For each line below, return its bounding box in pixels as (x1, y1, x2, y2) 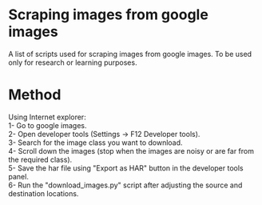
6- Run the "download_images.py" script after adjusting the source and (8, 180, 243, 190)
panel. (8, 171, 30, 181)
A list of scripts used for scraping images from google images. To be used (8, 49, 252, 58)
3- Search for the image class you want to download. (8, 138, 183, 147)
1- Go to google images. (8, 120, 87, 130)
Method (8, 86, 62, 104)
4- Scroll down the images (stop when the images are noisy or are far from (8, 146, 254, 155)
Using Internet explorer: (8, 112, 86, 122)
